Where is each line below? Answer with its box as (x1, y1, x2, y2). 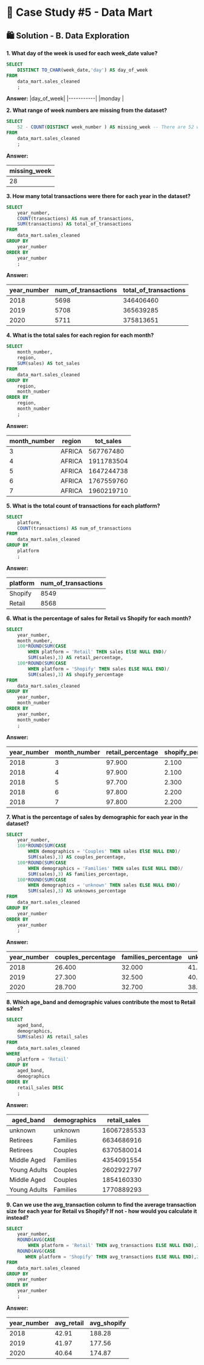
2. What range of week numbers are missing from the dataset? (6, 106, 168, 114)
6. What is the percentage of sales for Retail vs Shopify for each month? (6, 614, 191, 622)
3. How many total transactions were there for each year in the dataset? (6, 192, 191, 199)
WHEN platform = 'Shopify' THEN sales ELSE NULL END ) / (28, 666, 170, 672)
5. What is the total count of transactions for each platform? (6, 502, 160, 510)
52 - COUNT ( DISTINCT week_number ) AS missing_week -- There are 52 (17, 124, 194, 130)
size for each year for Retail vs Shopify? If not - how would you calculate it (6, 1207, 197, 1215)
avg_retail (54, 1319, 84, 1327)
